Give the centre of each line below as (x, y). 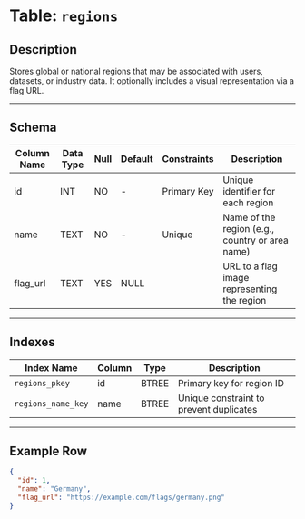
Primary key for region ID (231, 383)
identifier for (249, 191)
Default (137, 158)
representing (250, 289)
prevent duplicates (217, 409)
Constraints (188, 158)
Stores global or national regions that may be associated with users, (136, 71)
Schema (33, 128)
